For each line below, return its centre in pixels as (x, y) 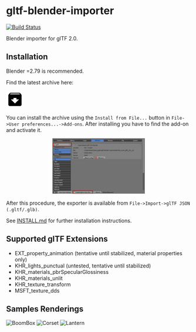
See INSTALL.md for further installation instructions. (69, 221)
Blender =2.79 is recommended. (45, 71)
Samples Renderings (45, 309)
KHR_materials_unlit (38, 278)
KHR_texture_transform (43, 284)
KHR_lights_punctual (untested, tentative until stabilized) (83, 266)
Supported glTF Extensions (57, 239)
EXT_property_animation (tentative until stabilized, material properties (99, 253)
